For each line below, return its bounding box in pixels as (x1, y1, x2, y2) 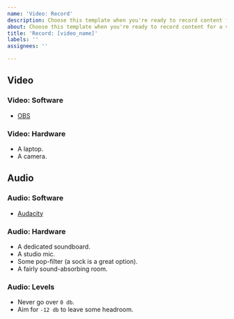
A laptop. (17, 144, 44, 153)
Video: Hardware (7, 128, 66, 138)
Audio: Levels (7, 282, 55, 292)
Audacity (17, 209, 44, 217)
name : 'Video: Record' (7, 10, 73, 17)
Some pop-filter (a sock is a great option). (17, 257, 138, 265)
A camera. (17, 151, 47, 161)
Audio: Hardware (7, 226, 66, 236)
